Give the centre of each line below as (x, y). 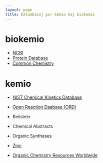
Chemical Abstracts (33, 126)
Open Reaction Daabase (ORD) (44, 107)
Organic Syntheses (32, 136)
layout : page (19, 10)
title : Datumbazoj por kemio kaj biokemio (50, 14)
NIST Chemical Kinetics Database (47, 97)
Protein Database (30, 58)
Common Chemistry (33, 63)
